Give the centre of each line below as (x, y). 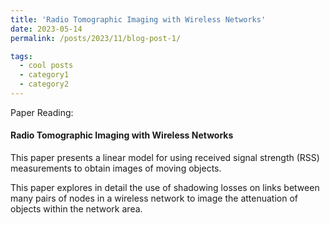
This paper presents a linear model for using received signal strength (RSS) (165, 158)
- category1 (44, 75)
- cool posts (46, 66)
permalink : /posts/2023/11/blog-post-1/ (96, 38)
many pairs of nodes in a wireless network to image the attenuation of (154, 198)
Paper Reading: (42, 112)
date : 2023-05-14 (46, 29)
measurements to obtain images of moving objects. (116, 168)
